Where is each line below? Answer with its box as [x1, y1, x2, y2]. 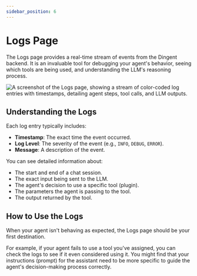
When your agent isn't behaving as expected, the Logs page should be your [6, 227, 190, 234]
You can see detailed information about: [6, 158, 103, 165]
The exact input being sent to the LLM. [14, 175, 109, 182]
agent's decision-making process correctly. [6, 263, 112, 271]
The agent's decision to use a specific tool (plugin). [14, 182, 139, 189]
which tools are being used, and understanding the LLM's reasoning [6, 66, 172, 73]
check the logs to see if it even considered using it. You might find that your [6, 251, 189, 258]
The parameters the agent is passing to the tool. [14, 188, 131, 195]
